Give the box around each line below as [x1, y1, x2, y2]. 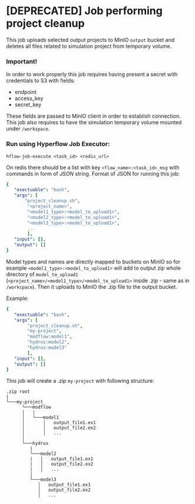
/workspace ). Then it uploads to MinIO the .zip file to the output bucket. [6, 283, 178, 290]
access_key [14, 95, 44, 102]
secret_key [14, 101, 42, 108]
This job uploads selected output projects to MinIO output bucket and [6, 36, 175, 43]
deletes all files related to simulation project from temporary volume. [6, 43, 172, 50]
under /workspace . [6, 125, 50, 133]
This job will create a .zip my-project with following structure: [6, 377, 154, 385]
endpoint [14, 89, 37, 96]
